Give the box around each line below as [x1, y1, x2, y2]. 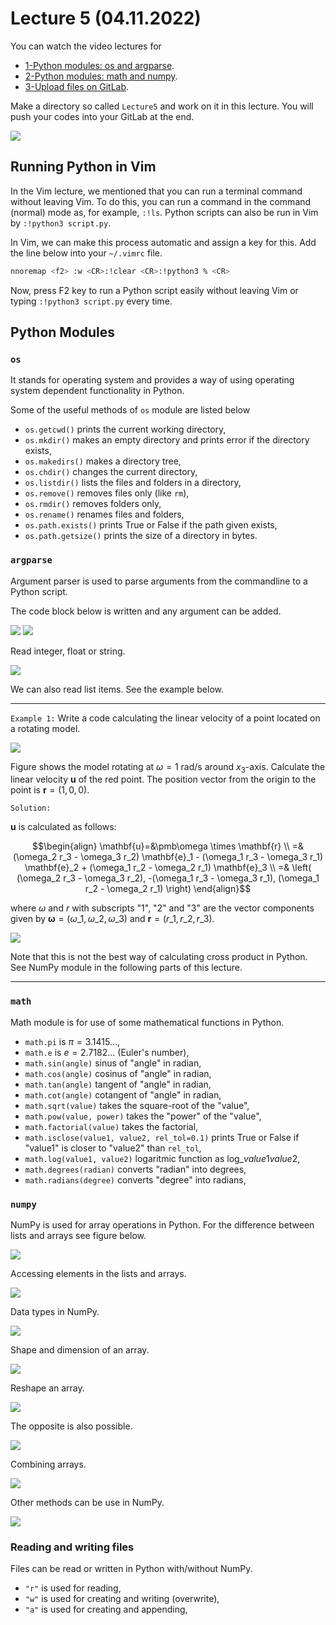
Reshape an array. [10, 1382, 85, 1394]
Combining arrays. [10, 1458, 87, 1470]
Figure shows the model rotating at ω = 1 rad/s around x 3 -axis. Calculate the [10, 760, 326, 775]
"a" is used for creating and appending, [24, 1603, 188, 1616]
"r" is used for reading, [24, 1582, 122, 1594]
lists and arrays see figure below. [10, 1230, 147, 1241]
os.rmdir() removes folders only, [24, 498, 162, 510]
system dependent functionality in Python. [10, 385, 185, 397]
